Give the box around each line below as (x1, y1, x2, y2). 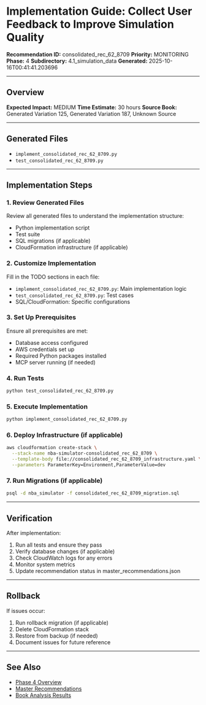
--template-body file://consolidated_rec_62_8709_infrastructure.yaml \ (12, 456, 202, 463)
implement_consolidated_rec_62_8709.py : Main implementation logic (15, 285, 187, 292)
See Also (6, 662, 41, 672)
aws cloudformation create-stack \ (6, 445, 97, 451)
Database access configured (15, 339, 88, 346)
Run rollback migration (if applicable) (15, 618, 109, 626)
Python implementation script (15, 224, 90, 231)
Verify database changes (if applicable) (15, 547, 115, 555)
